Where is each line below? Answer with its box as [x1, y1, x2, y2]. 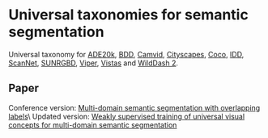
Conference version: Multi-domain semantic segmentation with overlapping [8, 102, 261, 112]
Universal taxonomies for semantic [8, 6, 249, 24]
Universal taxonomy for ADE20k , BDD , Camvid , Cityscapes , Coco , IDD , [8, 49, 245, 59]
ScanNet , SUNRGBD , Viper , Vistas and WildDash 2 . [8, 58, 178, 68]
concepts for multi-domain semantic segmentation [8, 119, 177, 130]
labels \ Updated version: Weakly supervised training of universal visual [8, 111, 245, 121]
